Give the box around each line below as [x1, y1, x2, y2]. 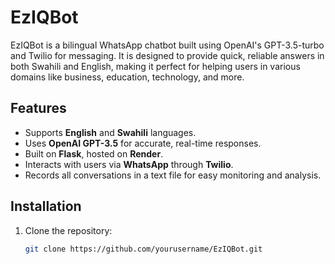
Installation [10, 198, 82, 215]
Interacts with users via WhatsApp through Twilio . [24, 158, 234, 170]
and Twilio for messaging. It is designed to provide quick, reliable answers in [10, 49, 325, 61]
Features [10, 100, 67, 117]
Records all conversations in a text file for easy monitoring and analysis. [24, 169, 322, 181]
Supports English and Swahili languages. [24, 126, 197, 138]
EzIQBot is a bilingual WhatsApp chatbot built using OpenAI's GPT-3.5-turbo [10, 39, 325, 51]
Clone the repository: [24, 224, 113, 236]
